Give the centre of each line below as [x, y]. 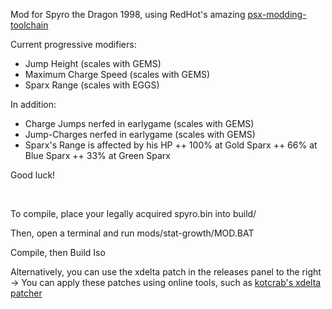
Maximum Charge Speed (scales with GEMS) [117, 74]
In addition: [33, 104]
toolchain [29, 25]
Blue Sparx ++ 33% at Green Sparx [97, 155]
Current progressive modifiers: [73, 44]
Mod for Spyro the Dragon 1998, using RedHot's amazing [128, 14]
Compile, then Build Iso [58, 252]
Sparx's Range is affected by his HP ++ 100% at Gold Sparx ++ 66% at [171, 145]
